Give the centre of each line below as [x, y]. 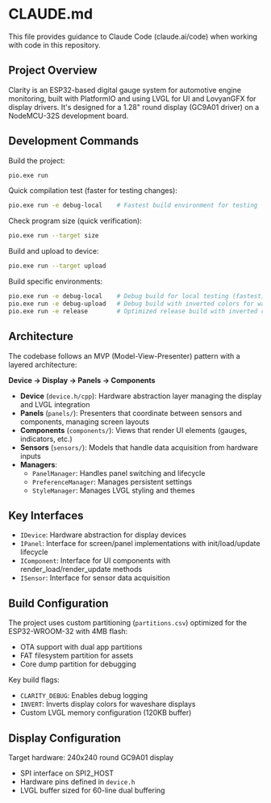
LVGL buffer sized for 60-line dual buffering [92, 790]
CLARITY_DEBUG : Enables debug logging [84, 696]
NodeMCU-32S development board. [69, 116]
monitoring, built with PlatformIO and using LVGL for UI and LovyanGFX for [132, 99]
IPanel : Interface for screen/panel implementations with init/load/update [140, 544]
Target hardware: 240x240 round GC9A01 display [91, 757]
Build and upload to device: [54, 251]
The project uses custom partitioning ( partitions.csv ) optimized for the [128, 623]
